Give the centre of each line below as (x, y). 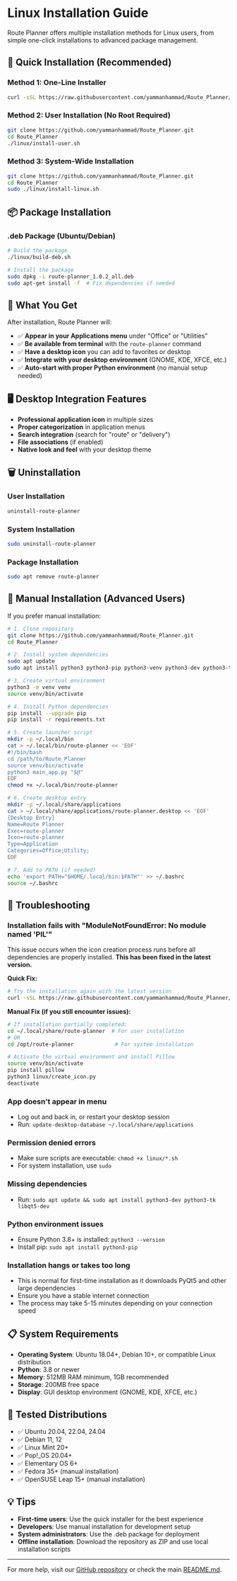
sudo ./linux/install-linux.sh (53, 189)
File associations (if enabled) (60, 442)
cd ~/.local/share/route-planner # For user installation (96, 1031)
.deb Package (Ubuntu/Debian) (62, 236)
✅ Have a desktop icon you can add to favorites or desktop (104, 352)
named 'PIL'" (30, 934)
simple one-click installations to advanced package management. (103, 40)
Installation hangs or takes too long (69, 1265)
